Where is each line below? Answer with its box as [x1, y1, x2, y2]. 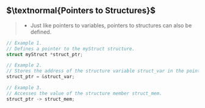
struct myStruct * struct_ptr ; [6, 51, 84, 57]
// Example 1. [6, 40, 43, 46]
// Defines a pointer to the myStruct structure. [6, 46, 135, 52]
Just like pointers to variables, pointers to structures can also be [30, 21, 192, 29]
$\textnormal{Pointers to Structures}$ [6, 5, 156, 16]
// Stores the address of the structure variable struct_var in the [6, 68, 184, 74]
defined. [30, 28, 52, 35]
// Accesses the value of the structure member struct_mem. [6, 90, 163, 96]
